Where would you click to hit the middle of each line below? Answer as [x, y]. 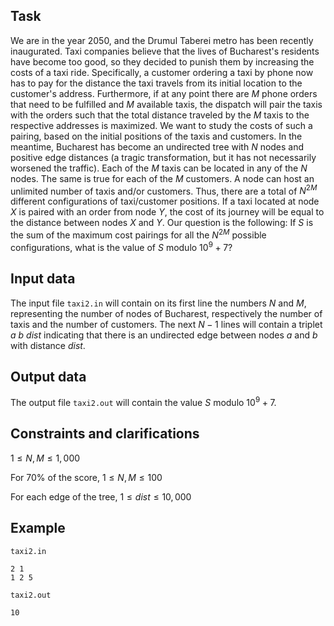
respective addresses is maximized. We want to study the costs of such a [161, 125]
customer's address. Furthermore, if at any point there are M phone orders [164, 93]
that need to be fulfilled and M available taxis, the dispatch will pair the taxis [166, 104]
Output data [48, 376]
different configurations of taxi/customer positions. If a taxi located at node [165, 201]
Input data [43, 279]
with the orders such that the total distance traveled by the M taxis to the [160, 115]
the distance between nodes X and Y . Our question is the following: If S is [162, 223]
